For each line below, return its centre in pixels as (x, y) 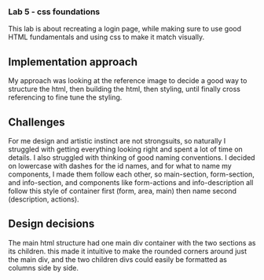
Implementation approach (73, 62)
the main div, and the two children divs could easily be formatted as (118, 259)
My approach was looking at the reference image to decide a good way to (128, 81)
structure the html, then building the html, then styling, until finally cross (125, 89)
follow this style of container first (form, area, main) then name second (123, 191)
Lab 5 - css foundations (54, 12)
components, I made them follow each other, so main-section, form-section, (132, 174)
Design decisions (51, 224)
